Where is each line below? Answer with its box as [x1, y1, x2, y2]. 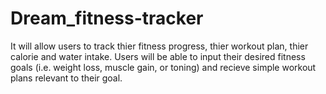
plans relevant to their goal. [10, 72, 123, 84]
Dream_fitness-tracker [10, 7, 204, 30]
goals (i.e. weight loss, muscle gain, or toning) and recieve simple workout [10, 61, 317, 73]
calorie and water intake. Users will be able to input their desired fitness [10, 50, 306, 62]
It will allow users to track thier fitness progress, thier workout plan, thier [10, 40, 309, 52]
